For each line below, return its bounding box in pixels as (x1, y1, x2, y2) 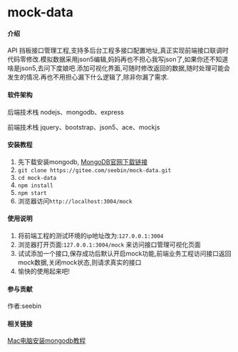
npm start (17, 189, 48, 196)
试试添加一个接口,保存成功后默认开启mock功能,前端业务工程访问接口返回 (17, 250, 232, 257)
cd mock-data (17, 174, 57, 181)
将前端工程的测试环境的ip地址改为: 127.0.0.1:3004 (17, 232, 164, 240)
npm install (17, 182, 53, 189)
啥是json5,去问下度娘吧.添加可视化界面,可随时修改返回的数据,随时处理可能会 (7, 64, 230, 73)
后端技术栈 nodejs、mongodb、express (7, 107, 125, 116)
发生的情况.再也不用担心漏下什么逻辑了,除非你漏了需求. (7, 73, 170, 82)
